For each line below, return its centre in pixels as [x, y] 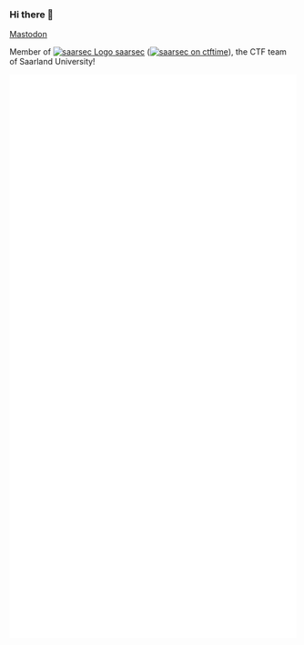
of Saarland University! [52, 62]
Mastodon [28, 35]
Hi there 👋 [32, 15]
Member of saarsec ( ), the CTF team [148, 52]
